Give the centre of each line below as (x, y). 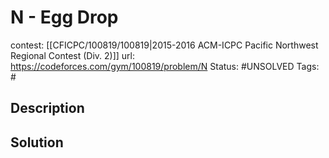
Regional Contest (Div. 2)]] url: (73, 55)
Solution (37, 142)
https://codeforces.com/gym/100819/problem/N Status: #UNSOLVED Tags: (165, 66)
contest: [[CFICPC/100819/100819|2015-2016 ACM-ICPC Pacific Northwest (164, 45)
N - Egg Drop (64, 17)
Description (47, 108)
